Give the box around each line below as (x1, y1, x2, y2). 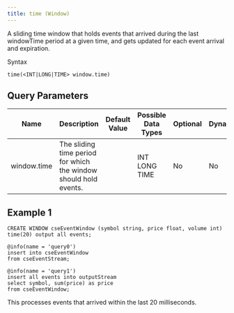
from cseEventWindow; (7, 286, 70, 293)
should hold (58, 175, 98, 184)
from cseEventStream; (7, 255, 70, 263)
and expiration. (7, 44, 50, 52)
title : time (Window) (7, 10, 70, 17)
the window (58, 166, 97, 175)
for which (58, 157, 91, 167)
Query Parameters (7, 90, 89, 102)
